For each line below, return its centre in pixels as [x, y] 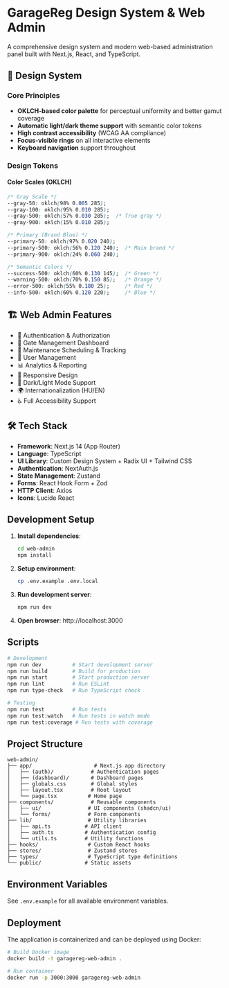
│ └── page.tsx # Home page [65, 796]
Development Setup [51, 520]
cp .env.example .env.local [57, 581]
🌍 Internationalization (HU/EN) [61, 390]
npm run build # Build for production [74, 671]
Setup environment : [46, 569]
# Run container [30, 971]
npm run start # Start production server [79, 677]
